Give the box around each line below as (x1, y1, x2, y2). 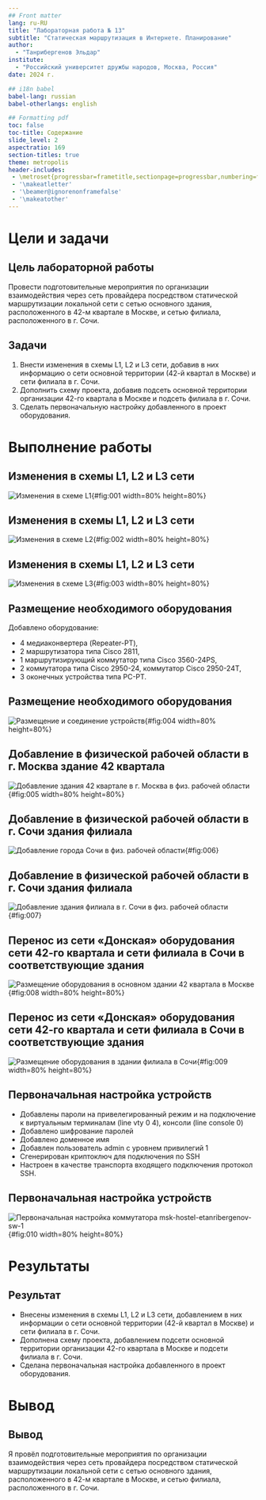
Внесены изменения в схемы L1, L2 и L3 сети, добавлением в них (19, 1310, 243, 1319)
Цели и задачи (8, 229, 109, 247)
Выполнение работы (8, 438, 152, 456)
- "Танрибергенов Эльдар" (15, 48, 101, 56)
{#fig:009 (196, 1056, 228, 1066)
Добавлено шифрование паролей (19, 1126, 134, 1136)
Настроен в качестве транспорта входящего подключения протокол (19, 1160, 253, 1169)
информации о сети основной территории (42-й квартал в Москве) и (19, 1318, 255, 1328)
